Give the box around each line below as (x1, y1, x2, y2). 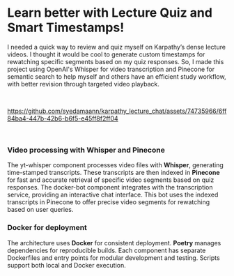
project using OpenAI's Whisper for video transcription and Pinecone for (7, 65, 214, 73)
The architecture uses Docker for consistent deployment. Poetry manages (7, 238, 221, 247)
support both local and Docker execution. (7, 261, 127, 269)
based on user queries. (7, 206, 74, 214)
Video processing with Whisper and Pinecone (7, 145, 165, 155)
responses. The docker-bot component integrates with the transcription (7, 183, 214, 192)
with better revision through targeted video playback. (7, 79, 160, 88)
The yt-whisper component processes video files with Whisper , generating (7, 161, 224, 169)
